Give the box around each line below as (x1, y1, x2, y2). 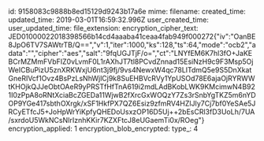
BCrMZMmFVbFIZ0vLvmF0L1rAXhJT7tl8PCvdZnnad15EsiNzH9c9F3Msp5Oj (8, 57, 254, 66)
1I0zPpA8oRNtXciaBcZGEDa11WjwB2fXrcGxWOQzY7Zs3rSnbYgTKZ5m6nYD (8, 91, 256, 99)
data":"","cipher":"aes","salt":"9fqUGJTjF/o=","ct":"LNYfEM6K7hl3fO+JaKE (8, 49, 253, 58)
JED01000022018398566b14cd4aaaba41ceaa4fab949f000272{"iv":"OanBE (8, 32, 256, 41)
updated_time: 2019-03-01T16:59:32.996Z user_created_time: (8, 15, 209, 24)
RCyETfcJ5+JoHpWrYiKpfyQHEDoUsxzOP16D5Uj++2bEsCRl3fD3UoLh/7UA (8, 107, 255, 117)
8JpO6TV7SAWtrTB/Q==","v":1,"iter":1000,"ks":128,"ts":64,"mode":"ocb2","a (8, 40, 256, 50)
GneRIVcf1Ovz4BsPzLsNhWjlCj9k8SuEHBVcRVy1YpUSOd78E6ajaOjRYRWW (8, 74, 255, 83)
